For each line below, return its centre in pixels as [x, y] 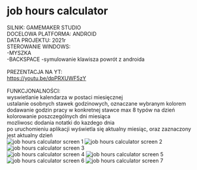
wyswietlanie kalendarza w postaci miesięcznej [65, 97]
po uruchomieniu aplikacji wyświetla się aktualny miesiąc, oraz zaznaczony [99, 129]
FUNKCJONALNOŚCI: [34, 91]
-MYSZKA [19, 52]
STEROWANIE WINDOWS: [39, 47]
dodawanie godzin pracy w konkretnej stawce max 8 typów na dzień [91, 110]
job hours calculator [57, 11]
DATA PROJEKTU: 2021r [36, 40]
